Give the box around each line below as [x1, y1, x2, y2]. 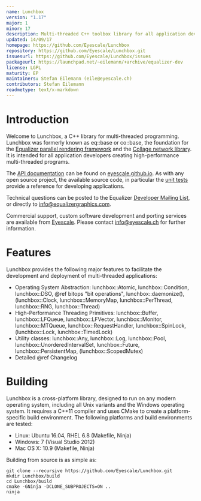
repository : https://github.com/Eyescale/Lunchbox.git [6, 48, 146, 54]
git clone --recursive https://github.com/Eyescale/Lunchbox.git [6, 467, 172, 474]
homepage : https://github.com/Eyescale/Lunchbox [6, 43, 130, 49]
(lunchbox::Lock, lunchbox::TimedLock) [14, 328, 113, 335]
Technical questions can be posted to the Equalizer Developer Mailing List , [6, 194, 190, 201]
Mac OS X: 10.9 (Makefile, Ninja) [14, 445, 95, 452]
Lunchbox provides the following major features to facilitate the [6, 265, 162, 273]
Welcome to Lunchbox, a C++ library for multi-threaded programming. [6, 133, 179, 140]
